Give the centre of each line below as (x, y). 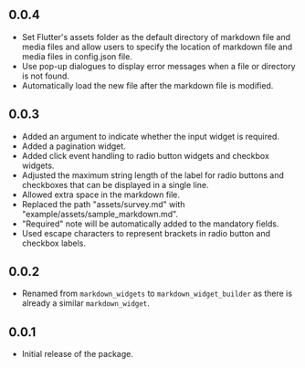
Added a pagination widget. (74, 146)
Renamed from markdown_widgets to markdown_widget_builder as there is (157, 294)
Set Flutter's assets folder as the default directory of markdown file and (156, 37)
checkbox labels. (53, 243)
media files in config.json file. (77, 56)
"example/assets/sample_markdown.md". (100, 214)
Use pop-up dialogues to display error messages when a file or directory (158, 66)
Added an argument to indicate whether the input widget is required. (151, 136)
